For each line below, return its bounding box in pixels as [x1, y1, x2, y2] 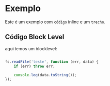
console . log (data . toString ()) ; [14, 72, 77, 77]
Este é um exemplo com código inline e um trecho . [5, 19, 106, 25]
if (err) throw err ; [14, 64, 55, 69]
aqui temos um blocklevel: [5, 45, 57, 51]
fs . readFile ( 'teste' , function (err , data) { [5, 59, 98, 64]
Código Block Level [5, 33, 64, 41]
